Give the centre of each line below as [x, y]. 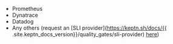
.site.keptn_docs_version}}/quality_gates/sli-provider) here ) [85, 34]
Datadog [23, 21]
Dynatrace [25, 15]
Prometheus [27, 9]
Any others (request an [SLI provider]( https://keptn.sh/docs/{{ [90, 28]
